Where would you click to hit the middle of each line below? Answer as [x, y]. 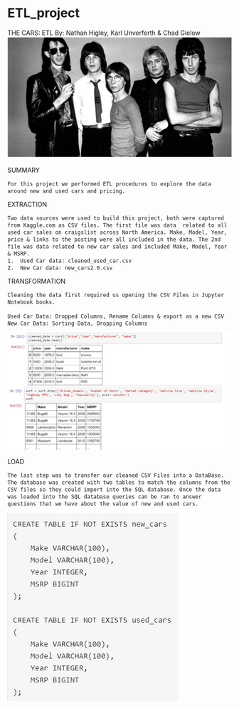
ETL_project [44, 13]
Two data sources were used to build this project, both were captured [116, 218]
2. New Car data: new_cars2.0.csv [60, 268]
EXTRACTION [27, 204]
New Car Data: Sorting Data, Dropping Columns [78, 323]
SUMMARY [24, 170]
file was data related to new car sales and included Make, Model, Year [117, 247]
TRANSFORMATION [37, 281]
